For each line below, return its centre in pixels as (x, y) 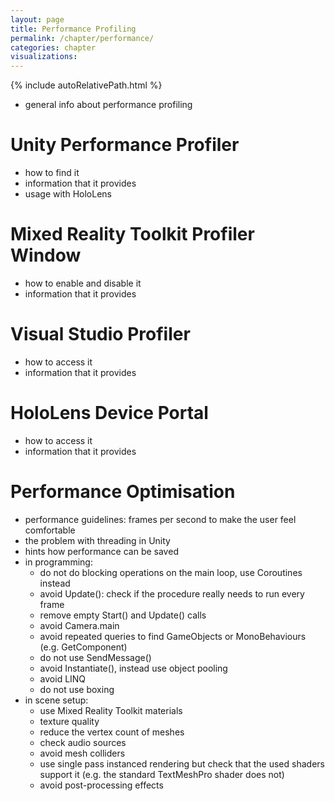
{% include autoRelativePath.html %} (86, 85)
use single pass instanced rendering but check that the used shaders (182, 763)
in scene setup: (56, 700)
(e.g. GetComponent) (83, 647)
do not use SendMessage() (95, 657)
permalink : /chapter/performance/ (82, 38)
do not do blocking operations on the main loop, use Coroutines (171, 572)
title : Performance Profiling (73, 29)
